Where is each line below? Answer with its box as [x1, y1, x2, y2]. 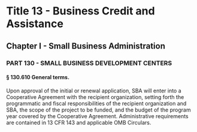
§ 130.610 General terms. [6, 74, 70, 81]
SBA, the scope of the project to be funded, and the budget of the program [6, 106, 191, 113]
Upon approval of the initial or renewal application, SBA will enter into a [6, 87, 181, 94]
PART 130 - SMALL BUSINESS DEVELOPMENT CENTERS [6, 59, 172, 67]
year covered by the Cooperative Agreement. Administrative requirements [6, 112, 189, 119]
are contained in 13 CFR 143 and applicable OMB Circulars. [6, 119, 151, 126]
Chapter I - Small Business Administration [6, 41, 166, 51]
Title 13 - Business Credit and [6, 4, 155, 18]
